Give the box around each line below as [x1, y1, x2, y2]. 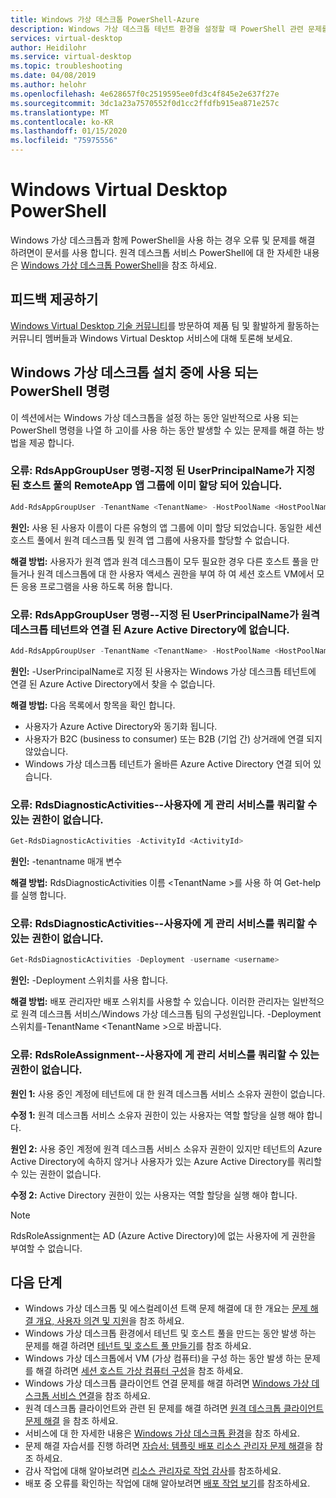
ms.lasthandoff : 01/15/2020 [10, 126, 128, 136]
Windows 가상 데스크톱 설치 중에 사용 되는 [10, 364, 259, 381]
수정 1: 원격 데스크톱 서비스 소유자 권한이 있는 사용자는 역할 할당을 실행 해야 [10, 1109, 305, 1121]
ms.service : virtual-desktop [10, 52, 132, 62]
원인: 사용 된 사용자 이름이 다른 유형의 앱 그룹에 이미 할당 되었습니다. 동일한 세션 [10, 521, 322, 533]
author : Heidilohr [10, 42, 87, 53]
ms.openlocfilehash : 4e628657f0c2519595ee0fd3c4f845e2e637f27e [10, 89, 280, 99]
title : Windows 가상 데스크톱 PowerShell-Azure [10, 14, 200, 25]
